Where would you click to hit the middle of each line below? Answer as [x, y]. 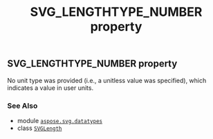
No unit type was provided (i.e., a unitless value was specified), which [107, 80]
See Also [22, 106]
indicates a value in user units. [50, 88]
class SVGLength [39, 128]
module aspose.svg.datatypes [59, 120]
